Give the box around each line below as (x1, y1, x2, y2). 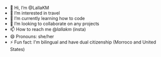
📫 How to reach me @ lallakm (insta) (9, 26, 86, 32)
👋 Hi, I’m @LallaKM (9, 5, 49, 10)
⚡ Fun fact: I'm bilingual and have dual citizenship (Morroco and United (9, 39, 156, 45)
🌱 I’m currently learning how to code (9, 15, 85, 21)
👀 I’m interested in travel (9, 10, 60, 16)
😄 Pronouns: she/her (9, 33, 54, 39)
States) (9, 46, 25, 52)
